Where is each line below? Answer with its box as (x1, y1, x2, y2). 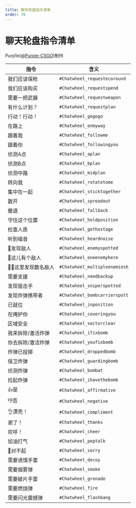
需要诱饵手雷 (7, 457, 38, 464)
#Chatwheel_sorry (59, 448, 100, 453)
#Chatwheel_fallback (59, 208, 108, 213)
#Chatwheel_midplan (59, 170, 106, 176)
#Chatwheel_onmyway (59, 123, 106, 129)
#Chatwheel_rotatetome (59, 179, 113, 185)
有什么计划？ (7, 104, 38, 111)
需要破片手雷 (7, 475, 38, 482)
